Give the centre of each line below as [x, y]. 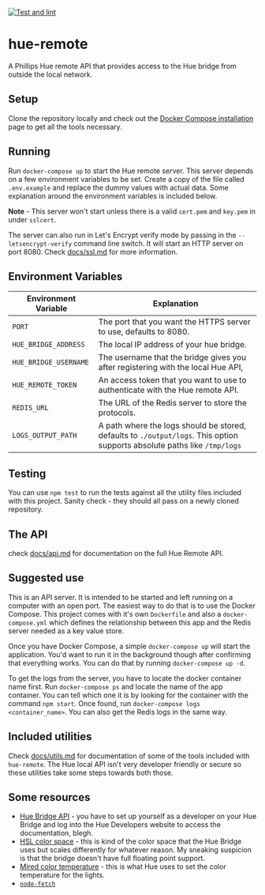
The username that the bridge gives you [172, 357]
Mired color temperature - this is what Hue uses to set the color [123, 867]
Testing [27, 473]
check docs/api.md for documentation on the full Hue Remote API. [116, 553]
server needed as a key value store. [66, 631]
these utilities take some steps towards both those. [91, 772]
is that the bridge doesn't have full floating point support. [112, 859]
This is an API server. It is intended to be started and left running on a [121, 597]
